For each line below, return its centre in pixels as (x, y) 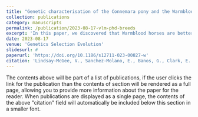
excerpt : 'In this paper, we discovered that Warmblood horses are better (100, 34)
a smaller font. (24, 109)
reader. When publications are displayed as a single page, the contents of (95, 96)
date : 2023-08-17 (27, 39)
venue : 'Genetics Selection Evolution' (55, 45)
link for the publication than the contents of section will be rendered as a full (98, 83)
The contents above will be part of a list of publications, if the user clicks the (99, 78)
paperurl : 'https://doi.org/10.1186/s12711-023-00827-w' (77, 55)
